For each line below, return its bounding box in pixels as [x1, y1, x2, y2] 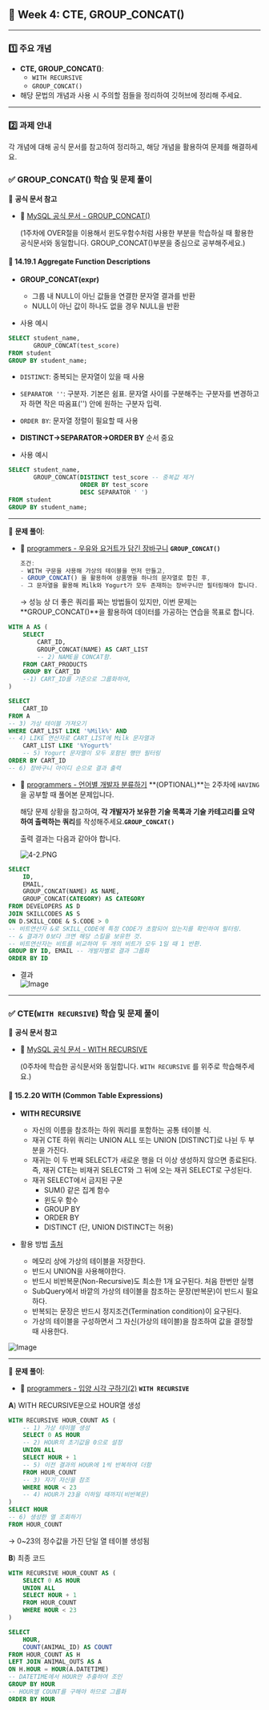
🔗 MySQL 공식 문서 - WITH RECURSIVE [19, 1044, 148, 1054]
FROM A [8, 712, 30, 720]
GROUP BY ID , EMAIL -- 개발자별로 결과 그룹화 [8, 947, 150, 956]
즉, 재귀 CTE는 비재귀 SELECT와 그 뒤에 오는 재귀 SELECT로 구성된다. [31, 1165, 252, 1174]
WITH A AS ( [8, 623, 48, 631]
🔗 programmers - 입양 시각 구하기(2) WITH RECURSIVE [19, 1383, 190, 1393]
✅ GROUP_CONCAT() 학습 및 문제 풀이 [8, 174, 152, 185]
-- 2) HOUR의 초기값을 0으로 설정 [22, 1438, 122, 1446]
